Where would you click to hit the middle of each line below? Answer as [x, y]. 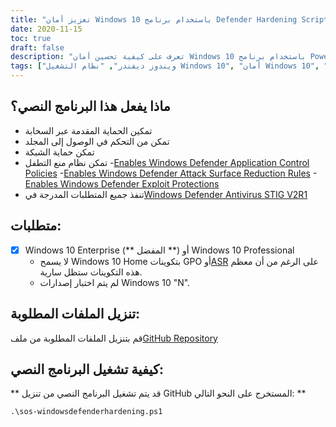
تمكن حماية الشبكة [59, 152]
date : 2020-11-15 [46, 29]
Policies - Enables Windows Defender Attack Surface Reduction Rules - [171, 173]
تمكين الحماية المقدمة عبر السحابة [88, 130]
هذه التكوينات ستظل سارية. [91, 272]
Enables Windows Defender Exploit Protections [122, 183]
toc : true [31, 38]
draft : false [37, 47]
